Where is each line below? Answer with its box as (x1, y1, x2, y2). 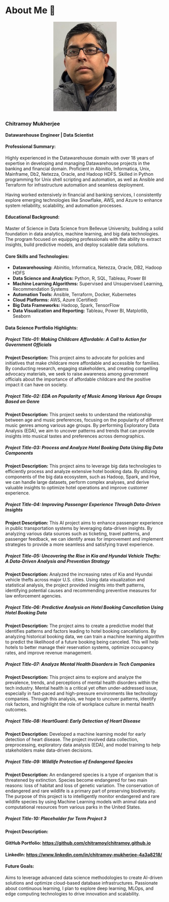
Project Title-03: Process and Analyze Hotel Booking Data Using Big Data (5, 445, 163, 451)
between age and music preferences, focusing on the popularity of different (5, 417, 163, 423)
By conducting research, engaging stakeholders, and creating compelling (5, 365, 158, 371)
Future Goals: (5, 863, 34, 869)
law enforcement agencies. (5, 593, 62, 599)
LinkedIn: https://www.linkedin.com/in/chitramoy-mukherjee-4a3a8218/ (5, 851, 162, 858)
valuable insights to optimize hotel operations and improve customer (5, 484, 148, 490)
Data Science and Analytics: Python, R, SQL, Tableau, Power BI (12, 275, 147, 282)
